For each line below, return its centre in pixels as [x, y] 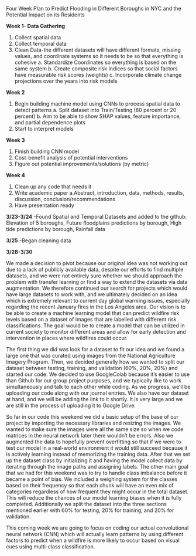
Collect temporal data [41, 44]
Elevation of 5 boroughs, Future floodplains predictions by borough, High [94, 223]
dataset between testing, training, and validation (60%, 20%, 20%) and [92, 368]
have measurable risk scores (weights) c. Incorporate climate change [98, 75]
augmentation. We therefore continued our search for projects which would [97, 288]
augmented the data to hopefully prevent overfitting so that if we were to [94, 442]
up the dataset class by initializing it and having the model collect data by [94, 460]
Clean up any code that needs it [53, 187]
